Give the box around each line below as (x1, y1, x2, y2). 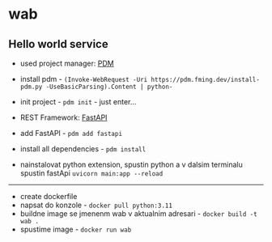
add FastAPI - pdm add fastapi (19, 129, 123, 138)
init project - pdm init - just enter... (19, 97, 137, 106)
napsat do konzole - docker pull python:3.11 (19, 200, 172, 210)
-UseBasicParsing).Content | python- (45, 83, 173, 91)
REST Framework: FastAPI (19, 113, 108, 122)
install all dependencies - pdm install (19, 144, 147, 154)
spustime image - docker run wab (19, 224, 132, 234)
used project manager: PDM (19, 58, 115, 68)
